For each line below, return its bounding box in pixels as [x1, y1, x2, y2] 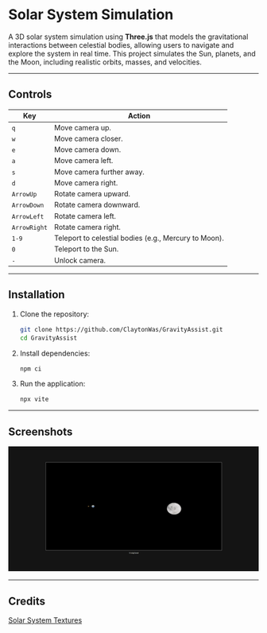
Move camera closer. [54, 134, 123, 143]
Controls [8, 87, 52, 101]
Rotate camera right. [54, 222, 121, 231]
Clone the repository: [19, 309, 90, 319]
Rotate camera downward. [54, 200, 141, 210]
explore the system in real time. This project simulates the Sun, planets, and [8, 49, 256, 58]
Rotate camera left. [54, 211, 117, 220]
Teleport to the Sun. [54, 244, 119, 254]
